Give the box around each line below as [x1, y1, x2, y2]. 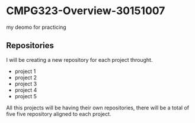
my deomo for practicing [6, 24, 66, 31]
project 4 [14, 87, 37, 94]
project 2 [14, 74, 37, 81]
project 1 [14, 68, 36, 75]
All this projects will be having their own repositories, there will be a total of [6, 104, 190, 111]
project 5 [14, 92, 37, 99]
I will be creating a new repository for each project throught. [6, 56, 153, 63]
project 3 [14, 80, 37, 87]
